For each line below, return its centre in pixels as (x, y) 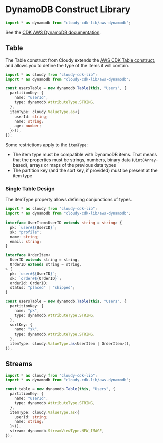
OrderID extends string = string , (46, 265)
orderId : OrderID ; (29, 283)
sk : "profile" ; (26, 232)
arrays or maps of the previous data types (73, 165)
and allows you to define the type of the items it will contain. (67, 65)
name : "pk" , (27, 311)
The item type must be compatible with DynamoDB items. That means (85, 154)
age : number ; (28, 126)
